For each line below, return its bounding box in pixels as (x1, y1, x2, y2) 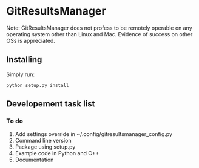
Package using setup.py (15, 143, 76, 150)
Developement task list (6, 99, 95, 109)
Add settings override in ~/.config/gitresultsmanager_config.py (15, 131, 173, 138)
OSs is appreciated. (6, 37, 56, 44)
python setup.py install (6, 82, 69, 88)
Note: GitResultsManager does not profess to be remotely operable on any (6, 24, 192, 31)
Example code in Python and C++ (15, 150, 99, 157)
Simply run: (6, 71, 35, 78)
